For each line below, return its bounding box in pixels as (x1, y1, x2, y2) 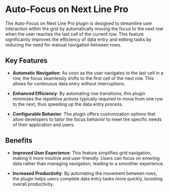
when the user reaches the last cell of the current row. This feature (5, 31, 144, 37)
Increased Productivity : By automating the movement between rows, (12, 170, 157, 176)
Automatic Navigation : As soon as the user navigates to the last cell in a (12, 70, 164, 76)
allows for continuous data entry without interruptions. (12, 80, 126, 86)
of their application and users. (12, 121, 75, 127)
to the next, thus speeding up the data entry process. (12, 101, 124, 107)
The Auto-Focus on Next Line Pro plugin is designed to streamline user (5, 20, 153, 26)
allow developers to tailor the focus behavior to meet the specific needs (12, 116, 162, 122)
